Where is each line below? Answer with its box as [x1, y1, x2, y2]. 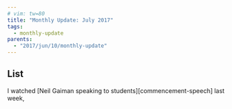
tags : [7, 23, 23, 30]
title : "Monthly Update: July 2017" [7, 17, 114, 24]
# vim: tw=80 [7, 10, 45, 17]
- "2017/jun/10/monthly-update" [13, 42, 108, 49]
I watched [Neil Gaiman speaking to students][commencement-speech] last [7, 86, 225, 94]
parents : [7, 36, 33, 43]
